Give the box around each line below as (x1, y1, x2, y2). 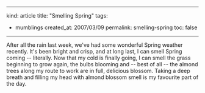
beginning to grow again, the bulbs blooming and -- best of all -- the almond (6, 61, 198, 67)
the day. (6, 80, 27, 87)
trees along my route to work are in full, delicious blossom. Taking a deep (6, 67, 190, 74)
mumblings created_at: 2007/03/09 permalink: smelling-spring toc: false (15, 24, 198, 31)
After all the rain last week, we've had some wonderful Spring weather (6, 41, 183, 49)
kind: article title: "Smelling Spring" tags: (6, 12, 108, 19)
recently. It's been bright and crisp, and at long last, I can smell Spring (6, 48, 182, 55)
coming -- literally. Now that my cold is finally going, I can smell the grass (6, 54, 191, 61)
